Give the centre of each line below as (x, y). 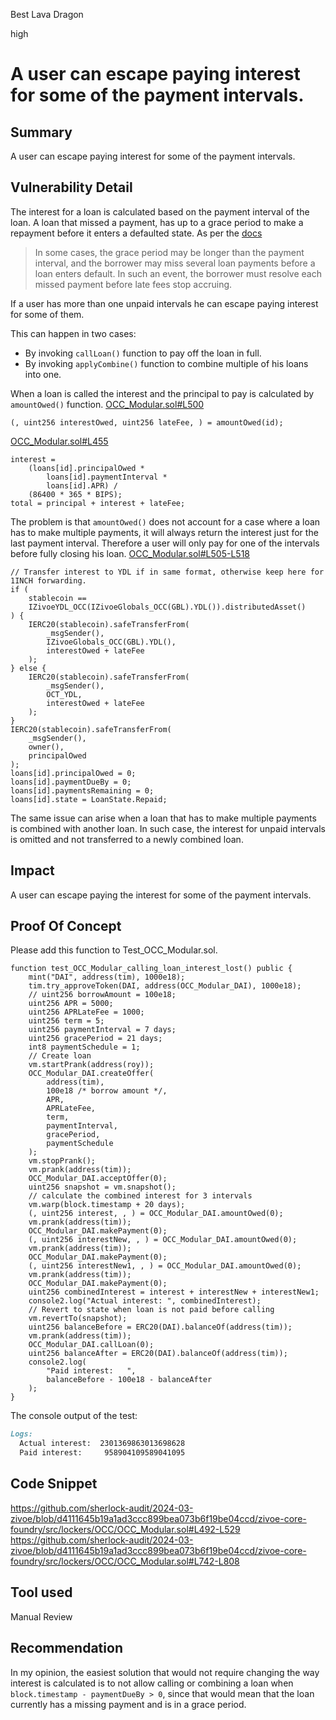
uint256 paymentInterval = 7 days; (102, 1030)
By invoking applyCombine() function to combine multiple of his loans (166, 363)
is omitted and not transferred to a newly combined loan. (127, 839)
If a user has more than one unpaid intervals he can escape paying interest (164, 303)
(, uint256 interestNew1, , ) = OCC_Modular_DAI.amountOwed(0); (165, 1266)
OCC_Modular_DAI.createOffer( (91, 1074)
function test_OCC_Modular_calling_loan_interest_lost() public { (151, 969)
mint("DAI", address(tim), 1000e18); (107, 977)
